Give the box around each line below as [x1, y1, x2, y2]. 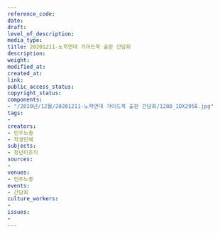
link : [7, 76, 23, 84]
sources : [7, 156, 33, 163]
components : [7, 97, 43, 104]
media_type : [7, 37, 43, 44]
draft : [7, 23, 27, 31]
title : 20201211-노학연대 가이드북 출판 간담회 [7, 43, 131, 50]
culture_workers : [7, 195, 59, 202]
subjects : [7, 143, 37, 150]
